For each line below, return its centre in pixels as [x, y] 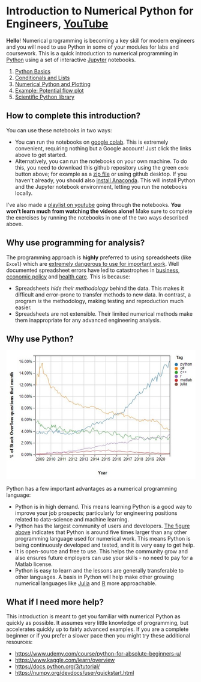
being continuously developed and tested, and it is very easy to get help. [105, 545]
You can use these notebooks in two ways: [59, 130]
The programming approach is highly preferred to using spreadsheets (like [99, 257]
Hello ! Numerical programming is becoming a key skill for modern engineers [100, 40]
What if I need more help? [55, 602]
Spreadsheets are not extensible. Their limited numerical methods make [104, 313]
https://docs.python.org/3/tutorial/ [57, 666]
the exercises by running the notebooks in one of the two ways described [97, 217]
